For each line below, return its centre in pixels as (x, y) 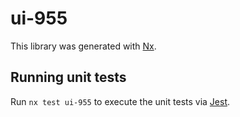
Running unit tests (68, 77)
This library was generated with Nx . (83, 46)
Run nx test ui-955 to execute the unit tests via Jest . (120, 101)
